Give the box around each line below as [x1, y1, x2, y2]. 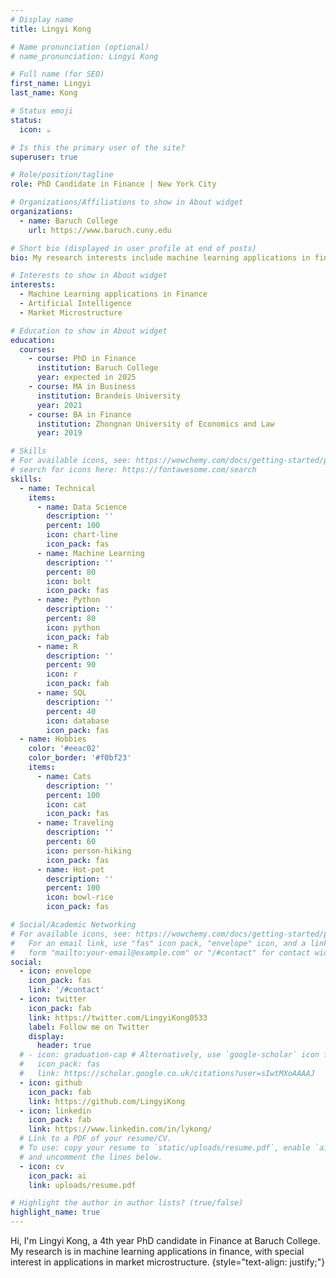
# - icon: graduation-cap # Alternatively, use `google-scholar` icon [19, 1050, 320, 1060]
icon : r [46, 669, 78, 680]
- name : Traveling [36, 818, 114, 828]
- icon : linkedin [19, 1106, 92, 1116]
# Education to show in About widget [10, 326, 168, 336]
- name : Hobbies [19, 734, 87, 745]
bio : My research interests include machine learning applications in [10, 252, 311, 263]
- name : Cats [36, 771, 92, 781]
